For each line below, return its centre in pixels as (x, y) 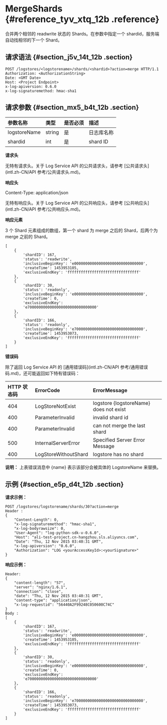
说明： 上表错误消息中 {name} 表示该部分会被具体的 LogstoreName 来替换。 (83, 467)
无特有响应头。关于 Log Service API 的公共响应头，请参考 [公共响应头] (77, 203)
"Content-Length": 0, (36, 520)
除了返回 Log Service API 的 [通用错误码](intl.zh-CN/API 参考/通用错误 (77, 367)
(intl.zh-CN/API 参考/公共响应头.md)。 (44, 209)
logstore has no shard (118, 454)
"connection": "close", (39, 592)
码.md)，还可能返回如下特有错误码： (42, 373)
